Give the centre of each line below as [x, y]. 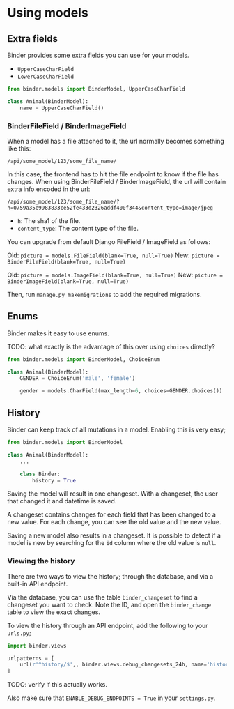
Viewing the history [41, 561]
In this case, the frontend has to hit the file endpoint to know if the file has [113, 174]
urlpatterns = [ [31, 658]
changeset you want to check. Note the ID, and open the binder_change [109, 604]
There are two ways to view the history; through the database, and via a [110, 576]
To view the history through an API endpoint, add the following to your [108, 625]
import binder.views [37, 646]
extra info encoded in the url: [49, 189]
